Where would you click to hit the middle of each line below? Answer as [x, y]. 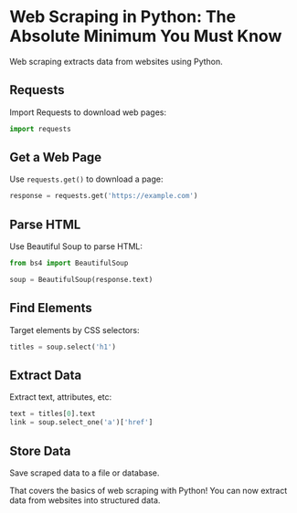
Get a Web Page [56, 157]
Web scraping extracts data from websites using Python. [117, 61]
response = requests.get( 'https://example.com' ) [104, 196]
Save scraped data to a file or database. [85, 473]
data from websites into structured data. [85, 500]
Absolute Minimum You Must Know [146, 36]
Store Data [40, 450]
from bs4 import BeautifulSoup [69, 263]
